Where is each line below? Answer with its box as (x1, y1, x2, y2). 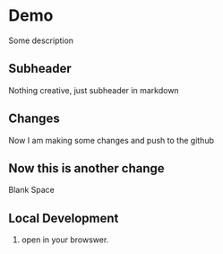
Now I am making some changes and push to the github (8, 135, 214, 145)
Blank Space (8, 185, 56, 196)
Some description (8, 35, 73, 46)
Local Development (8, 210, 119, 225)
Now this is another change (8, 161, 165, 176)
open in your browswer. (21, 234, 109, 245)
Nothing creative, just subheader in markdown (8, 84, 180, 95)
